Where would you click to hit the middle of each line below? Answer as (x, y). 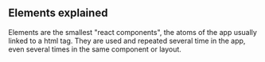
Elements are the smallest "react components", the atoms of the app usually (132, 32)
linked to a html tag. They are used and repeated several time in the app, (127, 41)
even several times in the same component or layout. (95, 49)
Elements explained (58, 13)
